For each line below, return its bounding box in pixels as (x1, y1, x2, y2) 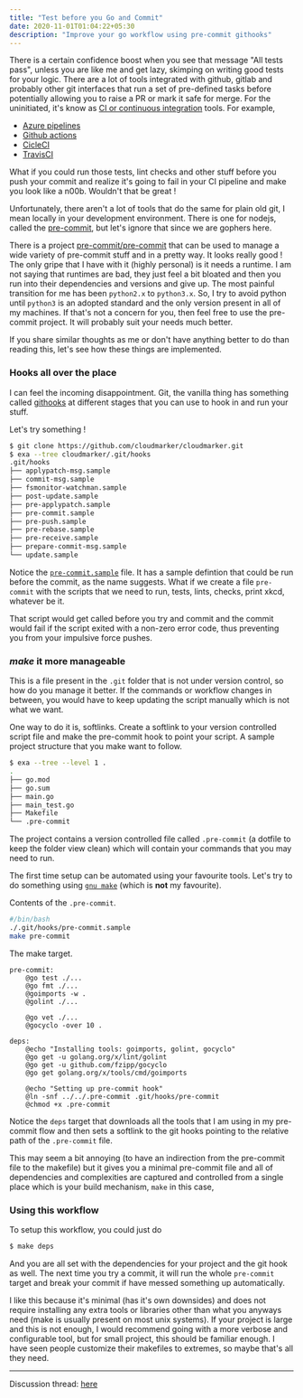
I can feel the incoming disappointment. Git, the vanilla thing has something (9, 387, 289, 398)
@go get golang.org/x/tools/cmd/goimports (25, 1068, 188, 1077)
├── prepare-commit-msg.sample (9, 542, 127, 551)
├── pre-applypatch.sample (9, 500, 111, 509)
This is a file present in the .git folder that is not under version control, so (9, 675, 284, 687)
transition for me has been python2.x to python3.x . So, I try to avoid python (9, 288, 287, 299)
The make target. (9, 948, 73, 959)
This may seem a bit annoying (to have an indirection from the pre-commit (9, 1152, 286, 1163)
